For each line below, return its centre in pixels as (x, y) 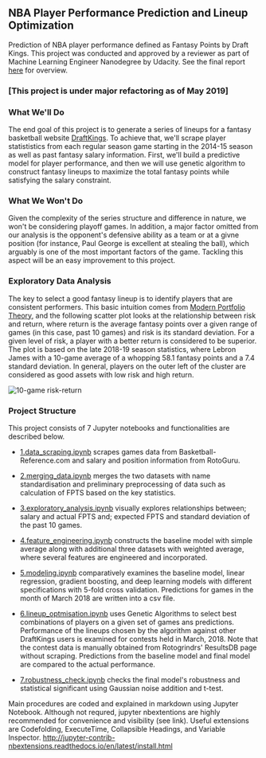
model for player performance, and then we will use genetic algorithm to (127, 163)
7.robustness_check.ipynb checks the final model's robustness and (130, 679)
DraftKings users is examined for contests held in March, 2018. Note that (139, 639)
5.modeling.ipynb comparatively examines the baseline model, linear (132, 572)
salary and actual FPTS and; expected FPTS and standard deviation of (135, 516)
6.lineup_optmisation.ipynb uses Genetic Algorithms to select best (128, 613)
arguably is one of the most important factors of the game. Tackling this (126, 252)
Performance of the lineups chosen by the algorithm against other (128, 630)
